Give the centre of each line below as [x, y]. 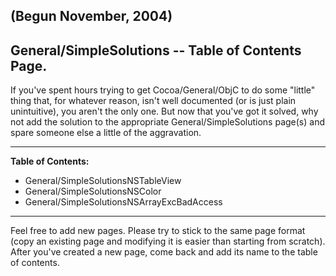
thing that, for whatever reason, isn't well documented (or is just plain [153, 101]
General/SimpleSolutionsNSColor [93, 191]
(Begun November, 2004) [91, 16]
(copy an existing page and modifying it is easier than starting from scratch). [168, 241]
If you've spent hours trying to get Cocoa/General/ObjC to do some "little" [163, 90]
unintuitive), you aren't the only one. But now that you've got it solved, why [164, 111]
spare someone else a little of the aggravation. [106, 133]
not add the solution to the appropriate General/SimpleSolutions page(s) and [168, 122]
